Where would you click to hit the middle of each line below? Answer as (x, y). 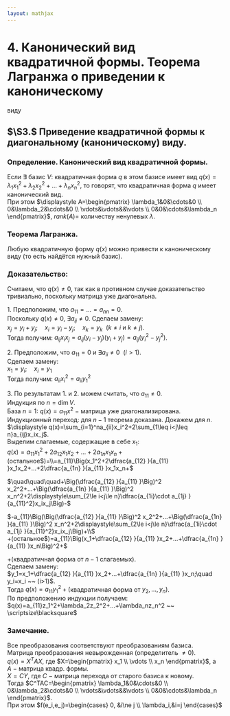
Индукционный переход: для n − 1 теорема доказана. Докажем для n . (110, 420)
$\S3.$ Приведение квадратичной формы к (106, 131)
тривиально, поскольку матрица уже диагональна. (82, 297)
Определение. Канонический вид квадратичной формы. (107, 162)
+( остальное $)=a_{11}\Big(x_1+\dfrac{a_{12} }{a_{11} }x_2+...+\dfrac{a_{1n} (113, 538)
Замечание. (28, 631)
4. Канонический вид (71, 47)
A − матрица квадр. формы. (48, 669)
